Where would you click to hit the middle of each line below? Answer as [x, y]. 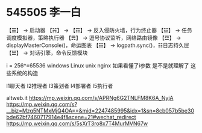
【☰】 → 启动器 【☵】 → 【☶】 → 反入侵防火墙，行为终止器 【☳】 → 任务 [99, 30]
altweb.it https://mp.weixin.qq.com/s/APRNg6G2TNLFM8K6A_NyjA [90, 97]
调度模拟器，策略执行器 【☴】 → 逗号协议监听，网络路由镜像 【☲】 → [94, 37]
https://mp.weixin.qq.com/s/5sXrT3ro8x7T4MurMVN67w [77, 123]
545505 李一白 [44, 12]
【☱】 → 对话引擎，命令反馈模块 [47, 52]
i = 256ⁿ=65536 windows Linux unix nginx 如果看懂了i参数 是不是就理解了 [98, 65]
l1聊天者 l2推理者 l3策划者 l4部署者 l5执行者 [60, 85]
